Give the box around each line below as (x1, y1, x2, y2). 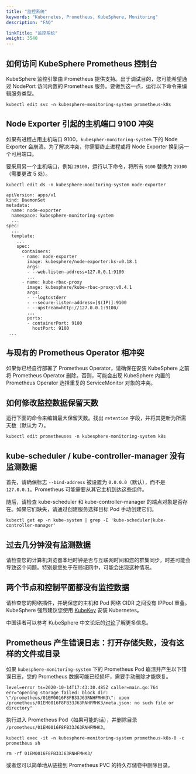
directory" (6, 705, 33, 711)
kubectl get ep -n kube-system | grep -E (6, 517, 109, 523)
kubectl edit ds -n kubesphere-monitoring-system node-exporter (6, 182, 166, 187)
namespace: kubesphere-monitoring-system (11, 212, 114, 219)
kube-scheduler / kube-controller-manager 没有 (6, 451, 185, 461)
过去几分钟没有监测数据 (6, 540, 91, 550)
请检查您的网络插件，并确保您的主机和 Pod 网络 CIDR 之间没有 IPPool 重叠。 (6, 599, 190, 606)
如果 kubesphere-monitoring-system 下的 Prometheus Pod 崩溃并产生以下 (6, 666, 182, 673)
